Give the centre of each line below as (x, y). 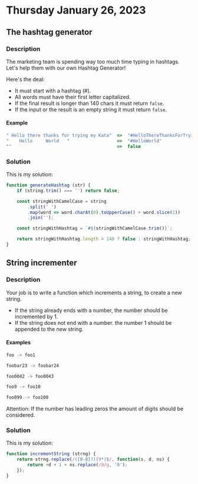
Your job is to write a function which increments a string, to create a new (94, 292)
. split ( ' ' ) (42, 207)
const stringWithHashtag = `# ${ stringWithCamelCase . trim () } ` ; (95, 228)
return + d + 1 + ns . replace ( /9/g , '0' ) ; (77, 465)
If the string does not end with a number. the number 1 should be (93, 322)
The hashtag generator (49, 32)
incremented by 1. (36, 317)
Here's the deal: (26, 79)
